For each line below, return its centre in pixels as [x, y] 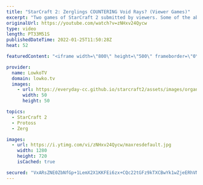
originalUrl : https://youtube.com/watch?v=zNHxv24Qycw [77, 23]
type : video [21, 29]
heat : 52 [17, 46]
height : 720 [32, 156]
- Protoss [24, 123]
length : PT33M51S [28, 34]
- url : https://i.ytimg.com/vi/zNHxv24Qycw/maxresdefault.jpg [92, 145]
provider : [19, 67]
